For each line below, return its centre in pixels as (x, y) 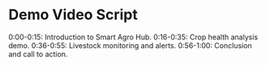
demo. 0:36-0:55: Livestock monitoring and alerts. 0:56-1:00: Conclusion (131, 45)
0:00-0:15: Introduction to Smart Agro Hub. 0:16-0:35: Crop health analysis (133, 37)
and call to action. (38, 54)
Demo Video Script (73, 15)
